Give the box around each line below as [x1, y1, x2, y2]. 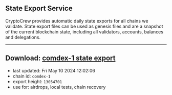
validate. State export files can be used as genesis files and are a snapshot [5, 23, 163, 29]
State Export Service [5, 4, 73, 13]
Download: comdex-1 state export [5, 54, 116, 63]
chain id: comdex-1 [12, 73, 51, 79]
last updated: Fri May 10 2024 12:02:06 [12, 67, 96, 73]
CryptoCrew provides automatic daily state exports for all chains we [5, 17, 148, 24]
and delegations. [5, 34, 41, 40]
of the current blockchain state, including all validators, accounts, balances [5, 28, 164, 35]
